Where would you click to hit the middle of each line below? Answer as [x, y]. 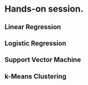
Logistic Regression [35, 43]
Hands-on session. [44, 9]
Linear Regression [33, 27]
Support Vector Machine [43, 60]
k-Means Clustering [35, 76]
